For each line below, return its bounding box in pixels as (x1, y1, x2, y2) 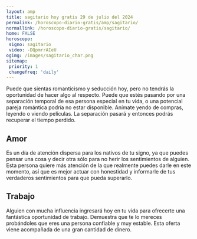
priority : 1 (8, 63, 38, 70)
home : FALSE (6, 31, 35, 37)
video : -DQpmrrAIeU (8, 47, 57, 53)
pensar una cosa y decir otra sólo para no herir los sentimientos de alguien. (6, 156, 190, 163)
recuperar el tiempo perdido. (6, 116, 76, 124)
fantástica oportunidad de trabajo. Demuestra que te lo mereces (6, 213, 162, 220)
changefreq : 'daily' (8, 69, 60, 75)
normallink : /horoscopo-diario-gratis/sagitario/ (6, 25, 131, 31)
